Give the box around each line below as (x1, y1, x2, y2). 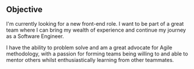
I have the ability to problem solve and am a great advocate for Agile (6, 44, 173, 51)
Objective (6, 5, 43, 15)
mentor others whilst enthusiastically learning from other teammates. (6, 56, 174, 63)
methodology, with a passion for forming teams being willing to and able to (6, 50, 188, 57)
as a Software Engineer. (6, 32, 64, 40)
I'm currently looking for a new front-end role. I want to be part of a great (6, 20, 185, 27)
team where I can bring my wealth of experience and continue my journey (6, 26, 186, 33)
